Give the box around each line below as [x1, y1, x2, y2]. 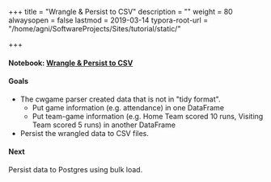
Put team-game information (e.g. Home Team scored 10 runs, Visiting [32, 111, 264, 121]
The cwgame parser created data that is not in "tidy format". [19, 94, 221, 104]
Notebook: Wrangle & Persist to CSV [8, 58, 133, 68]
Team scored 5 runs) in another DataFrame [32, 120, 176, 130]
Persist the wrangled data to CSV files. [19, 128, 150, 138]
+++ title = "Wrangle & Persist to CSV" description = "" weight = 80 [8, 7, 233, 16]
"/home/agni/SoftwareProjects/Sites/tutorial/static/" [8, 24, 181, 33]
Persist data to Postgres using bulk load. [8, 165, 143, 174]
